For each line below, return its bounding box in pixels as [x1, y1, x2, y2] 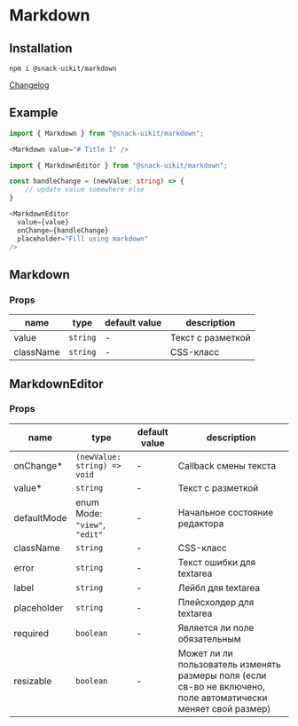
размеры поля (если [177, 669, 267, 682]
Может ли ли [177, 647, 233, 659]
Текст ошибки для [177, 556, 256, 568]
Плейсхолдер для [177, 596, 255, 608]
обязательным [177, 632, 241, 644]
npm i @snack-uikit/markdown [9, 64, 117, 73]
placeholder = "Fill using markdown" [17, 234, 149, 243]
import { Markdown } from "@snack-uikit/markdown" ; [9, 129, 204, 138]
